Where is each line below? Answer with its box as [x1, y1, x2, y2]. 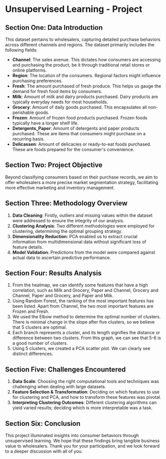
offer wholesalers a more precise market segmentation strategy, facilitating [5, 179, 159, 185]
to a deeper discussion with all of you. [5, 449, 83, 455]
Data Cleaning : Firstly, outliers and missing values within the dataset [12, 212, 153, 218]
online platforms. [12, 67, 47, 73]
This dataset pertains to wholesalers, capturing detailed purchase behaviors [5, 36, 161, 42]
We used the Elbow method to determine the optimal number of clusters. [12, 314, 161, 320]
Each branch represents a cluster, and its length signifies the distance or [12, 330, 160, 336]
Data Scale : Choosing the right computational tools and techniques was [12, 378, 160, 384]
